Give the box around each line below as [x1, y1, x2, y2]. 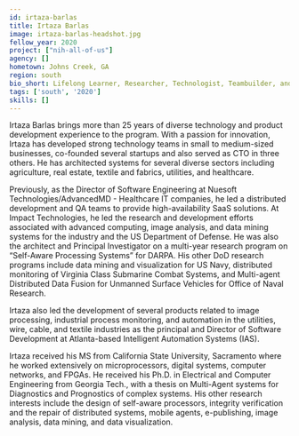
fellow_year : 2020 [9, 37, 77, 47]
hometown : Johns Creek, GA [9, 63, 109, 72]
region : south [9, 71, 62, 80]
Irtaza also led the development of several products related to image [9, 305, 260, 316]
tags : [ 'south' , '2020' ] [9, 87, 101, 96]
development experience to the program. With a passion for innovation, [9, 130, 271, 140]
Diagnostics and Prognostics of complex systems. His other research [9, 388, 263, 400]
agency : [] [9, 54, 50, 63]
